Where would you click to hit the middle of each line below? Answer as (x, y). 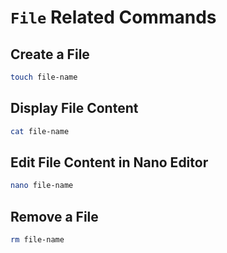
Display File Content (74, 108)
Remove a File (54, 216)
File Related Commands (113, 17)
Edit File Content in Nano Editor (109, 162)
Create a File (50, 54)
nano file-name (42, 186)
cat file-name (40, 131)
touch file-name (44, 77)
